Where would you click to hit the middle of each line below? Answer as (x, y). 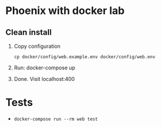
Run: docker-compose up (44, 68)
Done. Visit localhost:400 (44, 79)
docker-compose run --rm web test (56, 119)
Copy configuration (37, 46)
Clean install (29, 32)
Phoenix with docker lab (65, 11)
